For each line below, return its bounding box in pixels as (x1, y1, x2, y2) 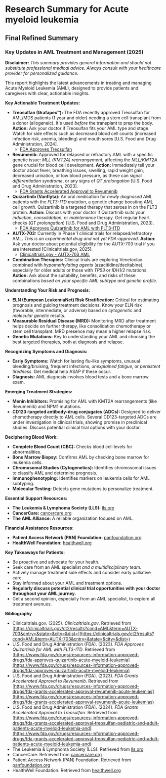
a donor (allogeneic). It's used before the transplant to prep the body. (12, 120, 154, 126)
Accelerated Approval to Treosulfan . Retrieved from (12, 709, 118, 715)
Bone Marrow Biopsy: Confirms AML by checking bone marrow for (12, 454, 150, 460)
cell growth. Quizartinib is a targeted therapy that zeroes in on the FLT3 (12, 204, 158, 210)
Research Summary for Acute (5, 3, 129, 15)
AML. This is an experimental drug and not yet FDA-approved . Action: (12, 235, 156, 241)
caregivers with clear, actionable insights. (5, 90, 90, 96)
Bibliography (5, 610, 32, 616)
